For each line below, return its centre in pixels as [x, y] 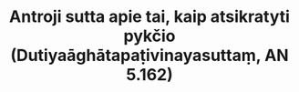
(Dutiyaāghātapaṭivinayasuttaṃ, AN [149, 56]
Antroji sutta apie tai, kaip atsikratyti [149, 17]
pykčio [149, 36]
